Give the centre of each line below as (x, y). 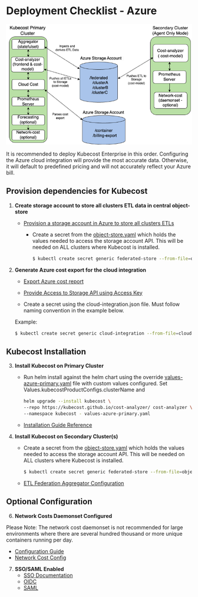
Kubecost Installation (46, 352)
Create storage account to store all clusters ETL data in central (93, 205)
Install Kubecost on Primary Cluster (59, 366)
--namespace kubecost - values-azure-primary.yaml (87, 414)
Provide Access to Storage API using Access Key (83, 292)
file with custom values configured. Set (120, 384)
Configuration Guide (39, 551)
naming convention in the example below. (74, 310)
